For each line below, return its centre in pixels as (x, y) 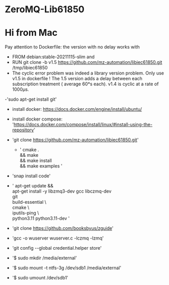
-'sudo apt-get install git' (31, 99)
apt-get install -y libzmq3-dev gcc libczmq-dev (62, 191)
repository (23, 130)
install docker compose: (37, 119)
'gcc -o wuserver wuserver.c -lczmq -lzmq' (58, 238)
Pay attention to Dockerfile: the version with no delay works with (72, 47)
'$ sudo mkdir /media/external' (45, 258)
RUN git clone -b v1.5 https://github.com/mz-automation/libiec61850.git (87, 62)
